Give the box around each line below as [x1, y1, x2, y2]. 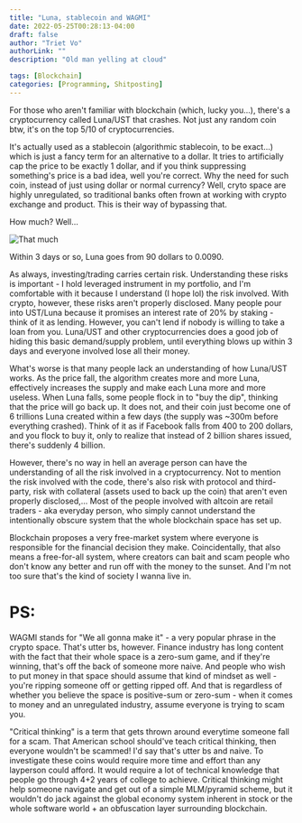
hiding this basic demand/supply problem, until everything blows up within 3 [9, 336, 293, 347]
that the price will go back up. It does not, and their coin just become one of [9, 401, 291, 411]
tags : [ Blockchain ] [9, 71, 83, 81]
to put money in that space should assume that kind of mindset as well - [9, 670, 278, 681]
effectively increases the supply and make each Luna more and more [9, 382, 266, 393]
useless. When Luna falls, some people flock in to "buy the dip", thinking [9, 392, 279, 402]
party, [9, 485, 32, 496]
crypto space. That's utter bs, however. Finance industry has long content [9, 642, 284, 652]
